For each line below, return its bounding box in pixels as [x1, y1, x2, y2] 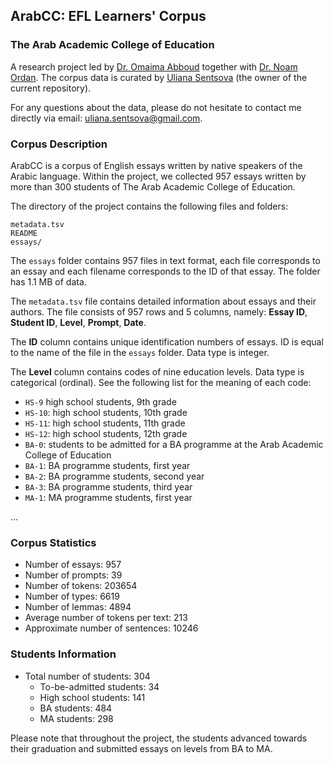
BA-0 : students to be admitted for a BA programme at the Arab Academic [24, 438, 324, 450]
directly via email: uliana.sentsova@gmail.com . [10, 112, 203, 124]
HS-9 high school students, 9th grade [24, 395, 177, 408]
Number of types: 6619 [24, 590, 120, 603]
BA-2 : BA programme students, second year [24, 470, 205, 482]
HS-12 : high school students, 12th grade [24, 427, 188, 439]
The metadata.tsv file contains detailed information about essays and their [10, 295, 317, 307]
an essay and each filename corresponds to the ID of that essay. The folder [10, 265, 321, 277]
